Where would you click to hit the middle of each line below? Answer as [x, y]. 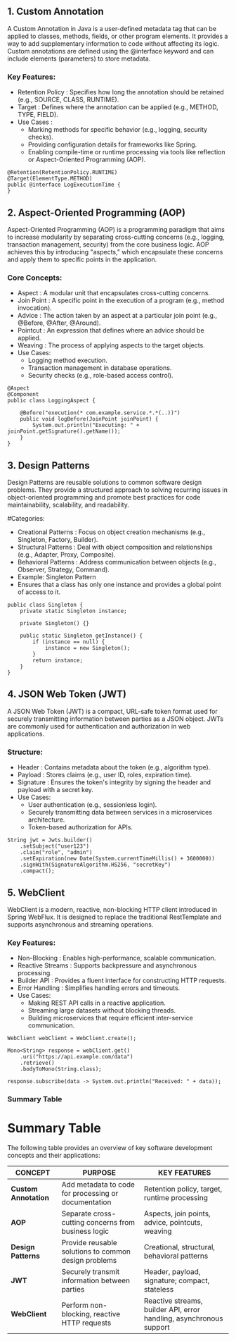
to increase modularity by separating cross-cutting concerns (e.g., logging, [116, 237]
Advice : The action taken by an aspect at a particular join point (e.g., [117, 316]
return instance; [58, 661]
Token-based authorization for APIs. [80, 827]
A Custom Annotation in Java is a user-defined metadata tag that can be [112, 28]
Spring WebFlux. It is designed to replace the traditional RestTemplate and [114, 917]
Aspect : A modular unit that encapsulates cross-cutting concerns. [114, 293]
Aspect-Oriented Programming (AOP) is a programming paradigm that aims [116, 229]
